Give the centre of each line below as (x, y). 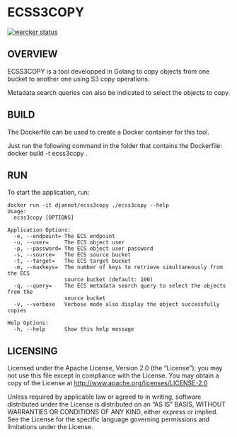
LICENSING (33, 351)
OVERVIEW (33, 54)
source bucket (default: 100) (109, 280)
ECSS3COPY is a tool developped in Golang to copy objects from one (109, 71)
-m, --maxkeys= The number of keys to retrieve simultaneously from (118, 267)
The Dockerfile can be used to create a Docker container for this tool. (109, 132)
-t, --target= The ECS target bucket (73, 261)
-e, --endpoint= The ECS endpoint (64, 237)
